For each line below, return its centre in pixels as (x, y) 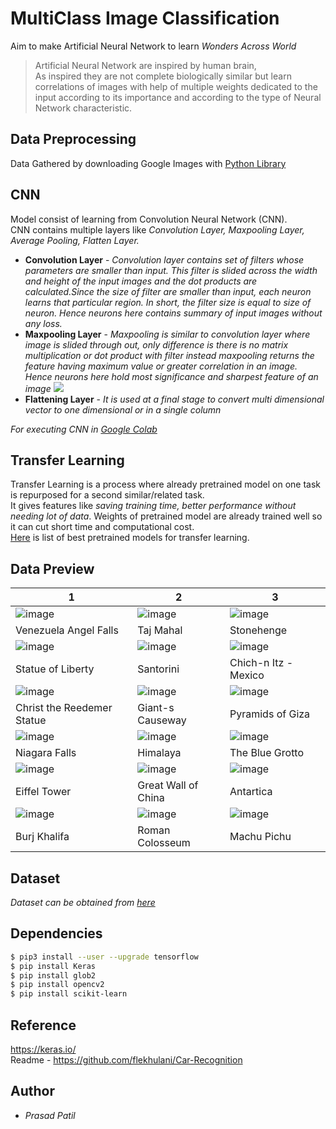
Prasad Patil (50, 1115)
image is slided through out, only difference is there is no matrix (156, 344)
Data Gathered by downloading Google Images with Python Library (148, 163)
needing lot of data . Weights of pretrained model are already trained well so (166, 516)
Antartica (251, 792)
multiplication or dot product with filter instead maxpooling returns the (169, 355)
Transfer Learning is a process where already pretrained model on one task (166, 484)
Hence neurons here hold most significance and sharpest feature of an (171, 376)
